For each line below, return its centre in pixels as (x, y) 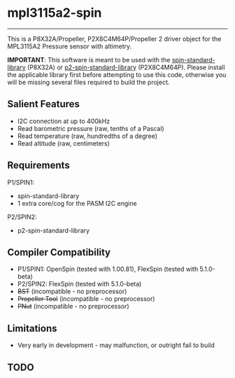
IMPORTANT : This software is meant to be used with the (89, 59)
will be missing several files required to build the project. (88, 82)
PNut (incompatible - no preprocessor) (73, 307)
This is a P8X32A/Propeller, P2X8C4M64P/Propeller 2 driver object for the (114, 38)
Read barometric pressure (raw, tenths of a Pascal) (91, 128)
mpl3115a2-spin (55, 13)
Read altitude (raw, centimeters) (64, 143)
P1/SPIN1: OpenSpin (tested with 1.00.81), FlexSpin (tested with (108, 269)
